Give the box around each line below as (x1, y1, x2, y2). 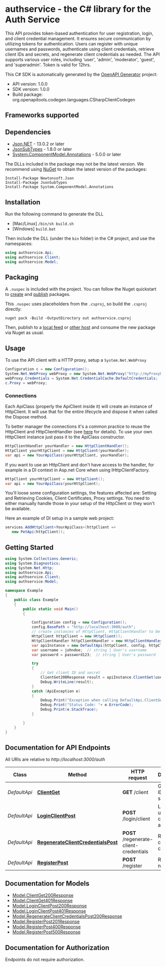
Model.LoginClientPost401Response (12, 908, 86, 914)
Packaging (5, 273, 39, 281)
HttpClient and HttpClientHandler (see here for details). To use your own (5, 429, 152, 434)
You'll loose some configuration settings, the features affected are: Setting (5, 490, 157, 496)
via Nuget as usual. (5, 330, 44, 336)
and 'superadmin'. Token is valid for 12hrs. (5, 62, 91, 68)
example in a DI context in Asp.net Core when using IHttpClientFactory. (5, 467, 150, 473)
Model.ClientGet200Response (12, 892, 74, 898)
